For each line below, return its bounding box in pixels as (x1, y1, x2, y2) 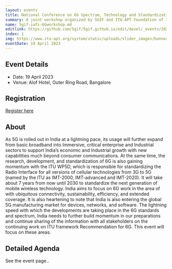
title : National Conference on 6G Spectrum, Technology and (5, 12, 137, 17)
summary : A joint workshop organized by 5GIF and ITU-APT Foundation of (5, 17, 164, 22)
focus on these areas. (5, 229, 51, 236)
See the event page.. (5, 258, 50, 264)
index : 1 (5, 31, 24, 37)
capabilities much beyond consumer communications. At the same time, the (5, 153, 165, 159)
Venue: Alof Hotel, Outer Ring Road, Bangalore (12, 79, 111, 85)
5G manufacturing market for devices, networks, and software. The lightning (5, 202, 167, 208)
